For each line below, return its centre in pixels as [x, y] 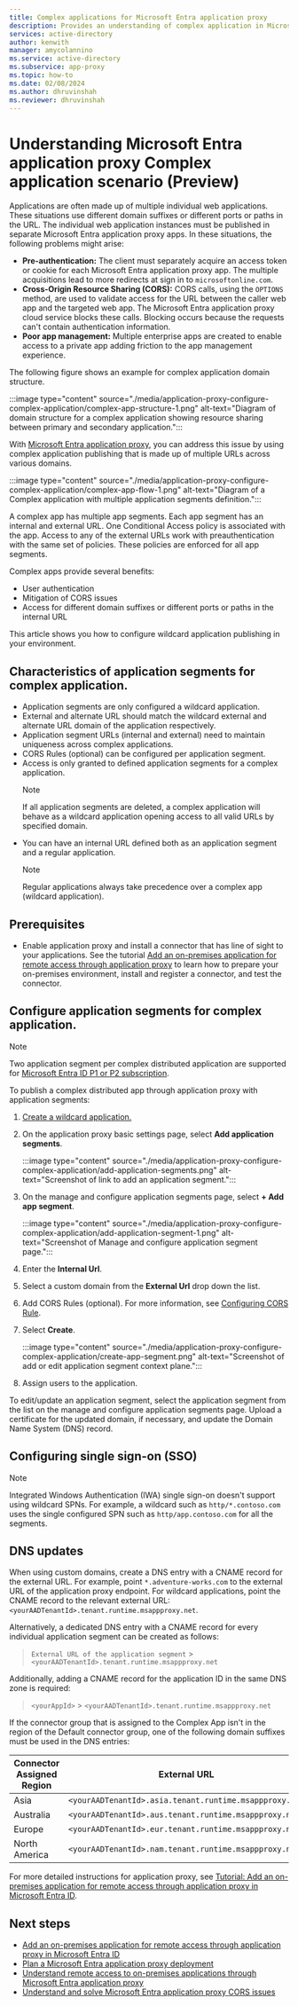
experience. [44, 355]
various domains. [41, 463]
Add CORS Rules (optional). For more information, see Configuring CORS [155, 1303]
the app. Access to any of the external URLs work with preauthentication [142, 535]
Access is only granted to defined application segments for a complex [150, 763]
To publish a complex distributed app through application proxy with [134, 1090]
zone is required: [40, 1688]
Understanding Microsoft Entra [126, 144]
